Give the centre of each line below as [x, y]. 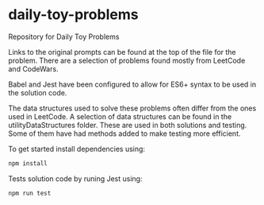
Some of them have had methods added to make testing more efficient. [124, 133]
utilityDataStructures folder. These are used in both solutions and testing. [128, 125]
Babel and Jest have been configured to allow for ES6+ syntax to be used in [132, 84]
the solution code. [38, 92]
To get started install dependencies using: [77, 149]
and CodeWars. [33, 68]
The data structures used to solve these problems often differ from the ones [132, 108]
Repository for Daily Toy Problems [64, 37]
